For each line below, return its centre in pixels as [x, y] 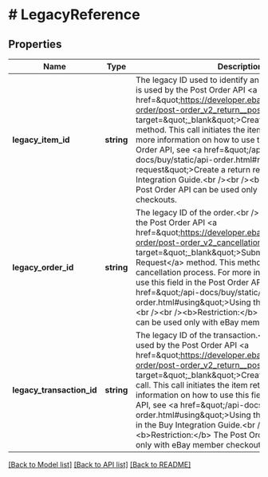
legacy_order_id [43, 267]
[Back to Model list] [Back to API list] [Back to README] [100, 465]
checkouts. [156, 199]
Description [240, 67]
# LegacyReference [75, 15]
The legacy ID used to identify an [197, 80]
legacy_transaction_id [55, 390]
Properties [35, 44]
